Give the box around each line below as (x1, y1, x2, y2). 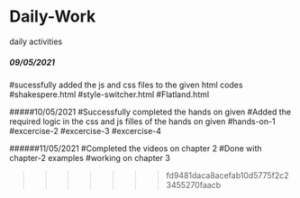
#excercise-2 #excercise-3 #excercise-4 (9, 125, 162, 136)
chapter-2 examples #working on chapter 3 (9, 152, 171, 163)
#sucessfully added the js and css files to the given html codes (9, 79, 243, 90)
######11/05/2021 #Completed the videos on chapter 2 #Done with (9, 142, 263, 154)
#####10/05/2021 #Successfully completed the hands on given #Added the (9, 106, 291, 117)
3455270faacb (166, 179, 222, 190)
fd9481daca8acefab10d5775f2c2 (166, 169, 289, 181)
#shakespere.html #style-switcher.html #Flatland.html (9, 88, 210, 100)
